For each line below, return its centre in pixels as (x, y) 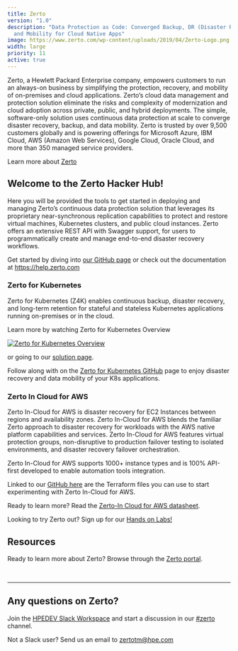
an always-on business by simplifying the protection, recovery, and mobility (118, 87)
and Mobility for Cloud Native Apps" (69, 34)
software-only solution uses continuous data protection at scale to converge (119, 117)
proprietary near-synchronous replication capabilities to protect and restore (118, 216)
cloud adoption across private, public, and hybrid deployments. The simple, (118, 110)
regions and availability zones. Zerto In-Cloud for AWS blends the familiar (114, 420)
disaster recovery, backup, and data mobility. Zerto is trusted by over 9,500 (118, 125)
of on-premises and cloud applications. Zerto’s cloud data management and (118, 95)
